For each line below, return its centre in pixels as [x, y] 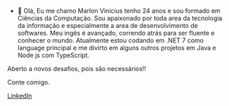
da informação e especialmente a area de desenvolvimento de [107, 25]
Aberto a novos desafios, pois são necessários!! [77, 69]
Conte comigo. [29, 82]
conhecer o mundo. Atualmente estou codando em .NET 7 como [110, 40]
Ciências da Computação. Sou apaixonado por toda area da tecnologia [120, 18]
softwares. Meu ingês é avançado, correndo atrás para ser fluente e [116, 33]
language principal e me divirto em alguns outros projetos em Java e [117, 48]
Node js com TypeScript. [53, 55]
